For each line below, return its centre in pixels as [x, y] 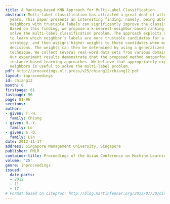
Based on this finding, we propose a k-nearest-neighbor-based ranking [87, 29]
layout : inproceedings [29, 76]
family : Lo [21, 128]
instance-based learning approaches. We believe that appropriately [83, 62]
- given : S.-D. [21, 132]
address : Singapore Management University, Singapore [63, 147]
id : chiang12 [19, 80]
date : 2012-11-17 [24, 142]
